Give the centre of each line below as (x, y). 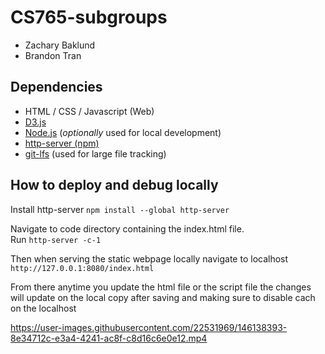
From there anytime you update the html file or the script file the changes (161, 287)
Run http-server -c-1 (56, 239)
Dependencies (56, 87)
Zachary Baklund (60, 45)
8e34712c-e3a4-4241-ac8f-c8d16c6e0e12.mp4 (109, 338)
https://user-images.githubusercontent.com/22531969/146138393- (149, 327)
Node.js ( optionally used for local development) (123, 132)
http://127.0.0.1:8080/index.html (82, 268)
